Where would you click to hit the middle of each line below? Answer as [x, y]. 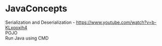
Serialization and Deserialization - [40, 22]
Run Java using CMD [27, 38]
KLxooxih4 [16, 27]
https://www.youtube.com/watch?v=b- [116, 22]
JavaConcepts [36, 9]
